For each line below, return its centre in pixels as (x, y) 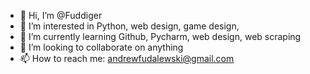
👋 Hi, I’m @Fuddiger (61, 15)
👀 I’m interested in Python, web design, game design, (129, 26)
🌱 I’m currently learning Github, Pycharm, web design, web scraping (160, 36)
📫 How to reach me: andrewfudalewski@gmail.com (127, 58)
